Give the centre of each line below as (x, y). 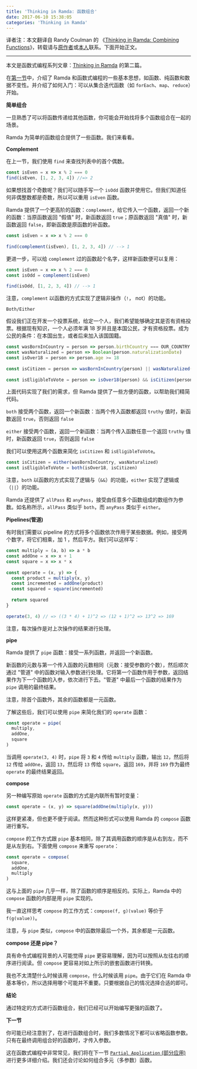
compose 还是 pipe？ (32, 943)
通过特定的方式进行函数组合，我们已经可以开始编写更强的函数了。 (86, 1008)
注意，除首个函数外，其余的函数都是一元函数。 (62, 699)
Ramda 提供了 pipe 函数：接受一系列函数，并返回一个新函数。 (81, 652)
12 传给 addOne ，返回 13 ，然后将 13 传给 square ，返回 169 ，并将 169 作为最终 (98, 764)
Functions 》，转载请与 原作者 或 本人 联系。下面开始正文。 (73, 47)
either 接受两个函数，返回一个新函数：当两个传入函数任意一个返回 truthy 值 (98, 431)
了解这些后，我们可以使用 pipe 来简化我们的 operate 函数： (77, 712)
